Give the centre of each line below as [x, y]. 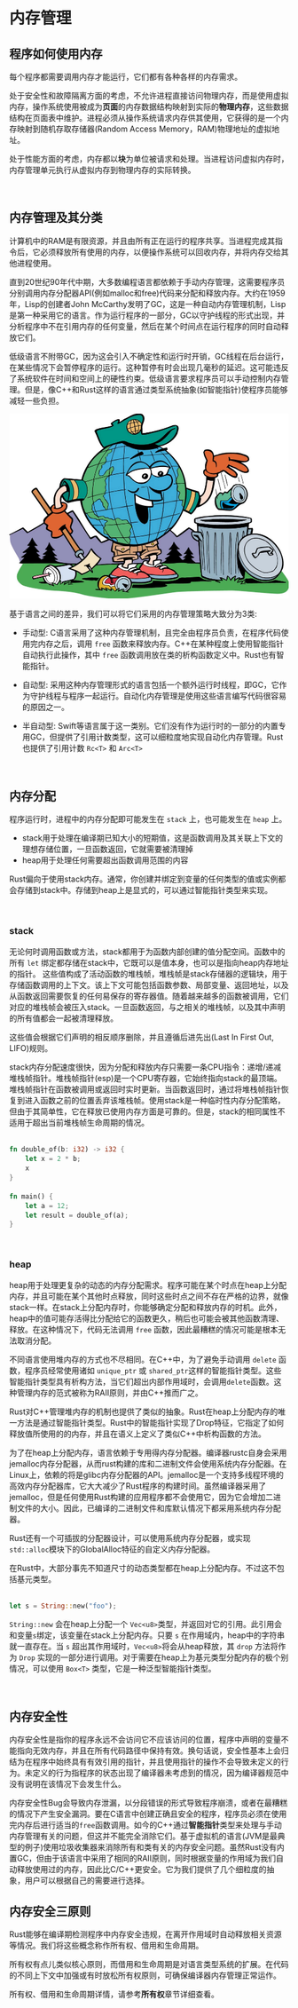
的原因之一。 [45, 708]
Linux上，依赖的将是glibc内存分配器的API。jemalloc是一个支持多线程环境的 [146, 1474]
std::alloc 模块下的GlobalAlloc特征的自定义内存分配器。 [112, 1549]
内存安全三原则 [50, 1911]
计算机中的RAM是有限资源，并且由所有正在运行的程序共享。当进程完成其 [142, 241]
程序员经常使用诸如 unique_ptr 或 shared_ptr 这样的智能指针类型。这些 [153, 1370]
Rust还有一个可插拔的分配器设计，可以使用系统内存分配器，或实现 [130, 1538]
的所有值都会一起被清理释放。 [63, 1018]
